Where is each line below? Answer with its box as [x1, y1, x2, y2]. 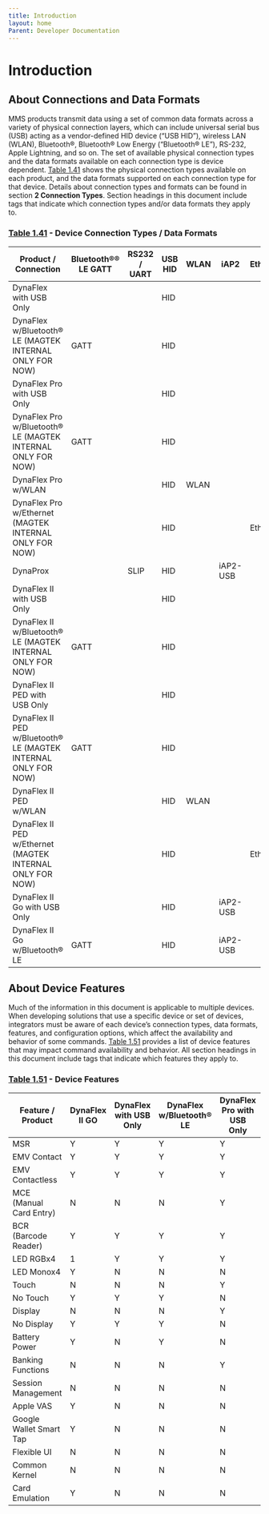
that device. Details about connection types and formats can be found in [8, 182, 247, 192]
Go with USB [12, 902, 60, 913]
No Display [12, 1318, 54, 1329]
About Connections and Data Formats [8, 93, 200, 106]
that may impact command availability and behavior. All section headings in [8, 1046, 256, 1055]
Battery [12, 1331, 40, 1342]
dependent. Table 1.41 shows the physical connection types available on [8, 165, 247, 175]
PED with [12, 689, 46, 701]
